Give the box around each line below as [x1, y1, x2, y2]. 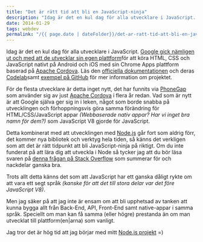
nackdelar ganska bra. [6, 162, 62, 169]
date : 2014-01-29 [6, 20, 50, 26]
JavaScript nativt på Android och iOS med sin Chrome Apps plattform [6, 61, 179, 68]
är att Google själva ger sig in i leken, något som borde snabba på [6, 98, 170, 106]
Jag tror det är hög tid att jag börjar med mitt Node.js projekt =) [6, 229, 164, 236]
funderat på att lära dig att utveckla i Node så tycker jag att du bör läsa [6, 149, 182, 156]
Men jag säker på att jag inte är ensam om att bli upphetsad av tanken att [6, 198, 188, 205]
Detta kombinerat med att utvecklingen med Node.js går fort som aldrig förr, [6, 129, 196, 137]
